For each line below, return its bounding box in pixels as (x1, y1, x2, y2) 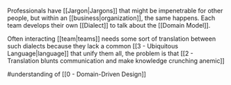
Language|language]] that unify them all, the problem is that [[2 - (7, 49, 193, 57)
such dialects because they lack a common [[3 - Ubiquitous (7, 42, 179, 50)
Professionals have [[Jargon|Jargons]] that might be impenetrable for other (7, 7, 223, 15)
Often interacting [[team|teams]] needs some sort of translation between (7, 35, 216, 43)
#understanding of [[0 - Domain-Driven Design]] (7, 70, 146, 78)
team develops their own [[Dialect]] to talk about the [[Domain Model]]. (7, 21, 211, 29)
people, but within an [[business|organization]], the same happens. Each (7, 14, 216, 22)
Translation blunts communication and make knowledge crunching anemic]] (7, 57, 225, 65)
